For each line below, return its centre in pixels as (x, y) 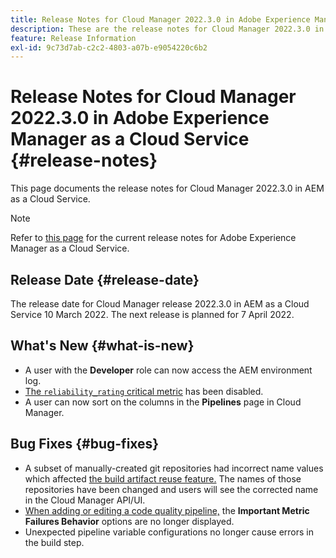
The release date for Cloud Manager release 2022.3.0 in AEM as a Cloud (160, 304)
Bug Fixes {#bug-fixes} (85, 444)
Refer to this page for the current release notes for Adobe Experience (153, 238)
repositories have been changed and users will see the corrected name (171, 489)
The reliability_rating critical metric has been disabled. (144, 391)
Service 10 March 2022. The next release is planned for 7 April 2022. (152, 314)
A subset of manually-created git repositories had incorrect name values (174, 468)
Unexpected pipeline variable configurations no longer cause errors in (169, 532)
